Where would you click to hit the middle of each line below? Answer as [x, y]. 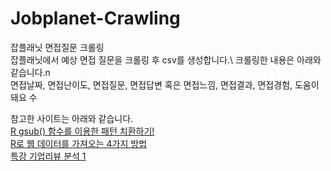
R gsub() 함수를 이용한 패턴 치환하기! [82, 131]
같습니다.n [30, 72]
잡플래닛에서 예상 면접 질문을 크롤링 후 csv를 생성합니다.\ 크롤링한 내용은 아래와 [166, 59]
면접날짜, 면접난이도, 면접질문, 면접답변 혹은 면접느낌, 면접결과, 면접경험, [151, 84]
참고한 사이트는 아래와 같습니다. [72, 118]
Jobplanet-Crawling [95, 18]
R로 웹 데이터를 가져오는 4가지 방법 [79, 143]
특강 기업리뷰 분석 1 [48, 156]
